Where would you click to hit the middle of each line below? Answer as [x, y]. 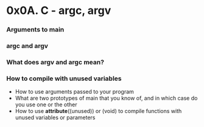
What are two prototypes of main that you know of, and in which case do [106, 98]
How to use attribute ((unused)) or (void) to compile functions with [98, 111]
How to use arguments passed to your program [74, 92]
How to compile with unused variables [64, 78]
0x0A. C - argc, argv [59, 11]
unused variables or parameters [55, 118]
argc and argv [27, 46]
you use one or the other [46, 105]
